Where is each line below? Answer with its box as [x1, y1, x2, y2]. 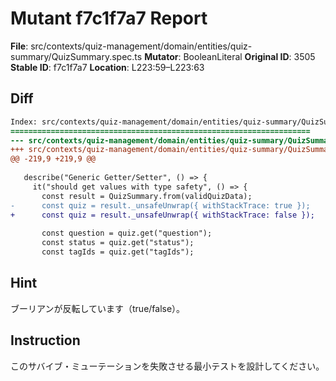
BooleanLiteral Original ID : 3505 [183, 50, 316, 62]
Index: [10, 117, 38, 127]
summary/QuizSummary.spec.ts [10, 50, 143, 62]
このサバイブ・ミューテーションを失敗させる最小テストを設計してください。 [10, 360, 325, 372]
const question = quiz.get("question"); [41, 228, 213, 239]
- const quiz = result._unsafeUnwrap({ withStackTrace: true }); [10, 200, 311, 211]
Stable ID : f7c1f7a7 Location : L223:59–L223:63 [10, 61, 205, 73]
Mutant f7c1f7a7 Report [10, 7, 208, 30]
